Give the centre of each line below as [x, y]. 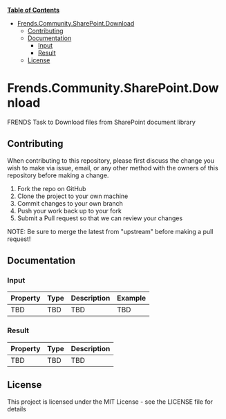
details [17, 409]
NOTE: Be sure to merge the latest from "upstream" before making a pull [110, 231]
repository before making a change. [58, 175]
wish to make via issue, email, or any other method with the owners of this [113, 168]
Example [131, 298]
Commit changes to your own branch [70, 203]
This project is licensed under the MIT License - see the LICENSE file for [110, 402]
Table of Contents [34, 10]
